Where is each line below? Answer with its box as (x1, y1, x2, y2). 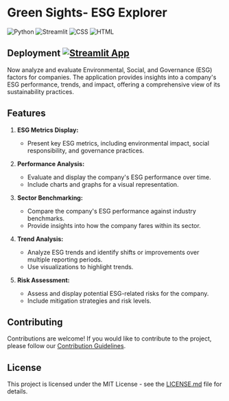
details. (7, 387, 28, 396)
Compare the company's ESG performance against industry (27, 207, 197, 215)
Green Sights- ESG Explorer (7, 5, 168, 21)
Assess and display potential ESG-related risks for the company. (27, 289, 209, 297)
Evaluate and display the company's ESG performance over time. (27, 173, 211, 181)
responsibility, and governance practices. (27, 146, 145, 154)
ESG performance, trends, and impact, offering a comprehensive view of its (7, 80, 221, 89)
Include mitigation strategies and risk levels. (27, 297, 152, 305)
